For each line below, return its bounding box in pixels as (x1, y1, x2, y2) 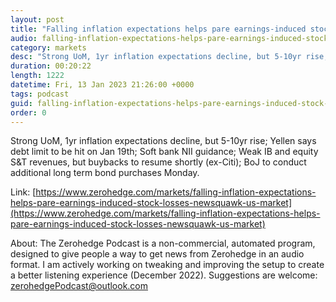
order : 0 (10, 107, 47, 118)
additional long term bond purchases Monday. (10, 167, 200, 179)
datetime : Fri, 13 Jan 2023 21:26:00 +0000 (10, 80, 195, 90)
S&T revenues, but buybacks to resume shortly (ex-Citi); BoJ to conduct (10, 156, 307, 168)
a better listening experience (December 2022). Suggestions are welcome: (10, 269, 318, 281)
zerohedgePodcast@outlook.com (10, 280, 149, 292)
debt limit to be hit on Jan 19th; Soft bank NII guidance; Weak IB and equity (10, 146, 319, 158)
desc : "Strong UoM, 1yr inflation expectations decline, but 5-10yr (10, 52, 302, 62)
